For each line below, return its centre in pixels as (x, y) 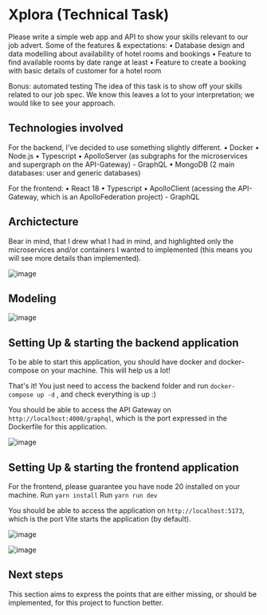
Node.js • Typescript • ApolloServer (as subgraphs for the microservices (128, 156)
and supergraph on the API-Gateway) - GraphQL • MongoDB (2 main (122, 164)
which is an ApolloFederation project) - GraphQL (120, 196)
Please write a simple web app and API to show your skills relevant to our (128, 37)
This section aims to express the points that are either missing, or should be (133, 594)
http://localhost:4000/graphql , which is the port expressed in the (118, 418)
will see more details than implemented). (75, 258)
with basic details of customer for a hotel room (85, 70)
